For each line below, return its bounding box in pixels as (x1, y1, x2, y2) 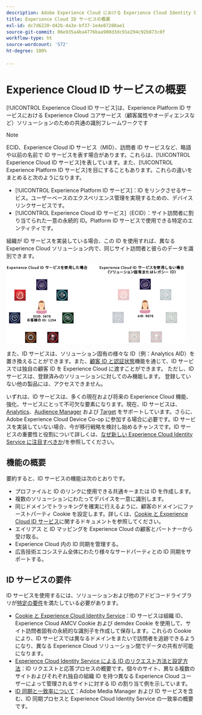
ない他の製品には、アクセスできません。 (6, 380, 106, 387)
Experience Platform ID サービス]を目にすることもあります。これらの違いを (6, 166, 193, 173)
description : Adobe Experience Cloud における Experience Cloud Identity (6, 10, 191, 16)
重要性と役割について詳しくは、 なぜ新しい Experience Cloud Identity (22, 430, 193, 437)
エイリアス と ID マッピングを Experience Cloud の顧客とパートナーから (14, 525, 194, 532)
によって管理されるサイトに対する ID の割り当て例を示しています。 (25, 680, 191, 687)
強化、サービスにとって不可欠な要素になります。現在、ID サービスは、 (6, 400, 181, 407)
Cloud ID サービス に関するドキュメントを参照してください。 (14, 518, 164, 525)
